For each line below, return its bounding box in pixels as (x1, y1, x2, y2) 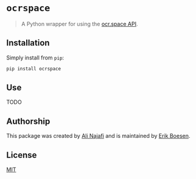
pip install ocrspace (6, 66, 61, 72)
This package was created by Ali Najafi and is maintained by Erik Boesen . (6, 132, 191, 140)
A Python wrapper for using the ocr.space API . (21, 20, 138, 27)
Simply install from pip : (6, 54, 65, 61)
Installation (6, 38, 50, 48)
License (6, 150, 37, 160)
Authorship (6, 116, 51, 126)
